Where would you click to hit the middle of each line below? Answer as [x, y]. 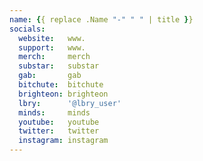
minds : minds [54, 112]
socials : [27, 29]
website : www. [52, 38]
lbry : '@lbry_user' [70, 103]
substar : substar [59, 66]
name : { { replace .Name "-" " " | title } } [101, 19]
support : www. [52, 47]
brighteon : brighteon [63, 94]
